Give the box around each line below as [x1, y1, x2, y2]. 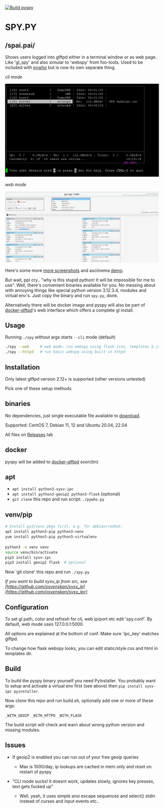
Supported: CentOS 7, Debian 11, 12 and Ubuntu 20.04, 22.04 [5, 422, 127, 428]
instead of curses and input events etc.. [19, 798, 99, 804]
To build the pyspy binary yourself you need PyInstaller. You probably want [5, 677, 156, 683]
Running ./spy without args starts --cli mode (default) [5, 334, 116, 340]
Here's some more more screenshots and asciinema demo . [5, 267, 124, 273]
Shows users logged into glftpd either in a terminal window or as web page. [5, 54, 157, 60]
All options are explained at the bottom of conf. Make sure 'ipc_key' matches [5, 631, 159, 637]
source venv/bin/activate [5, 550, 58, 555]
